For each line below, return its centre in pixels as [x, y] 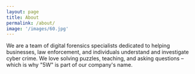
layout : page [23, 12]
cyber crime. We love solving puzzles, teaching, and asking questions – [95, 58]
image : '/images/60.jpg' [37, 29]
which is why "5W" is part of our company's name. [69, 65]
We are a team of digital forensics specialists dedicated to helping [88, 46]
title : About [23, 17]
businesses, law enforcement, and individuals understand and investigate [97, 52]
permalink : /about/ [31, 23]
